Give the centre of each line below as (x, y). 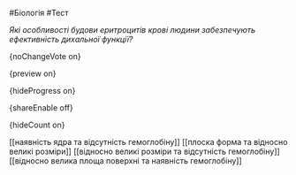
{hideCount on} (37, 125)
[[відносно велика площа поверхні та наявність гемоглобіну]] (126, 161)
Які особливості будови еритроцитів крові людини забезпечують (133, 30)
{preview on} (33, 73)
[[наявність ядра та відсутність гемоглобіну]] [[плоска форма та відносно (148, 142)
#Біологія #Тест (39, 13)
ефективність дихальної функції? (71, 39)
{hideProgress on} (42, 91)
